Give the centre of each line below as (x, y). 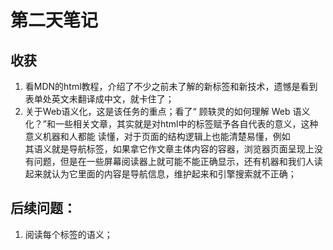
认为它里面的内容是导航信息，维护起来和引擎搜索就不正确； (174, 174)
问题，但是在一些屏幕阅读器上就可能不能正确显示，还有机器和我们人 (174, 161)
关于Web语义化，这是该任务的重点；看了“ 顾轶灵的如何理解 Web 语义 (167, 111)
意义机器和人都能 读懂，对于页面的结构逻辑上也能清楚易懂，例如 (157, 136)
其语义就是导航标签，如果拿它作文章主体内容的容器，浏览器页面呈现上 (169, 149)
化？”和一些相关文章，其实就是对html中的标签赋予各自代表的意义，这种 (171, 124)
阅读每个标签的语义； (68, 234)
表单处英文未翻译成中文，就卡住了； (99, 99)
